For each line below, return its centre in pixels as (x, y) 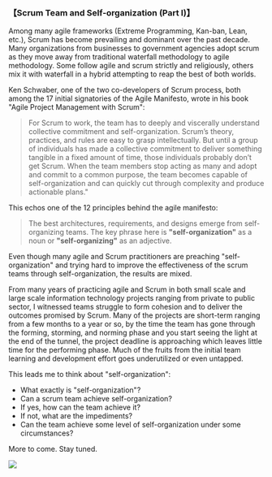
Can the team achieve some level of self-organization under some (130, 425)
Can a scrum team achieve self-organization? (96, 399)
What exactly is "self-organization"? (80, 390)
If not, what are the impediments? (76, 416)
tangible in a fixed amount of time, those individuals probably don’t (140, 158)
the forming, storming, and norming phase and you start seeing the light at (133, 333)
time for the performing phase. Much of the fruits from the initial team (125, 350)
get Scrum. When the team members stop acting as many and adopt (142, 166)
